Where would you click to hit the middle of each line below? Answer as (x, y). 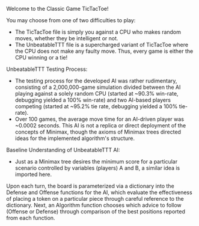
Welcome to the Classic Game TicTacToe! (58, 9)
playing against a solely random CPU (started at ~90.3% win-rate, (96, 93)
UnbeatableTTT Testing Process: (47, 69)
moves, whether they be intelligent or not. (66, 38)
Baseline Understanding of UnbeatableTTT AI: (63, 150)
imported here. (33, 174)
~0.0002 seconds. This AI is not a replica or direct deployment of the (100, 125)
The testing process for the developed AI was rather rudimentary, (96, 81)
